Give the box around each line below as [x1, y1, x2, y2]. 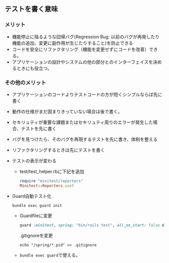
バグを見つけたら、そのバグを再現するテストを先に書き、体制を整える [12, 136, 158, 142]
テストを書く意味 [5, 5, 58, 14]
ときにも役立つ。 [16, 65, 52, 71]
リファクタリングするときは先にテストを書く [12, 147, 105, 153]
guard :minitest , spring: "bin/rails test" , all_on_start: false [19, 223, 160, 228]
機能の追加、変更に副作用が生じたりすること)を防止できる [12, 40, 133, 46]
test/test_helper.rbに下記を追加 [19, 168, 84, 174]
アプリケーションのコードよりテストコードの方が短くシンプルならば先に [12, 91, 162, 97]
